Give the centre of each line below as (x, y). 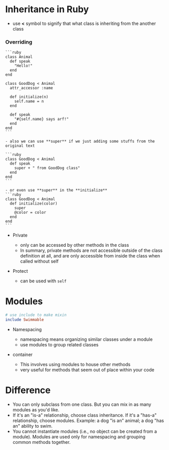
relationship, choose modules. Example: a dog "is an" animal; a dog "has (88, 421)
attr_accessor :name (31, 88)
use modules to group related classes (59, 344)
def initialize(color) (34, 204)
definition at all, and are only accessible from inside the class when (90, 256)
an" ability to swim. (32, 426)
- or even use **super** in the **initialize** (56, 190)
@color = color (30, 213)
